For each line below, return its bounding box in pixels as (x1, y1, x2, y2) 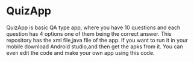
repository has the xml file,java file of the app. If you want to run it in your (6, 36, 188, 44)
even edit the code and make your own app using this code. (6, 49, 155, 56)
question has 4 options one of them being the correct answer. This (6, 30, 172, 37)
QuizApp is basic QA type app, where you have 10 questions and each (6, 24, 181, 31)
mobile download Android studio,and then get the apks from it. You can (6, 43, 183, 50)
